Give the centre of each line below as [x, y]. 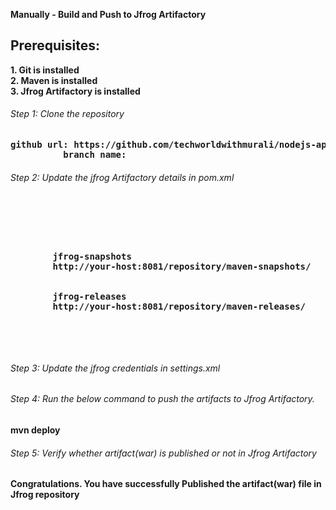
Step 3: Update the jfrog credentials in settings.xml [115, 368]
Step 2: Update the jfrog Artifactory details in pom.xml [122, 177]
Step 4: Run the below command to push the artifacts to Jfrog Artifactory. [162, 399]
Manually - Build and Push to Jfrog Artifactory [108, 14]
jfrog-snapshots [92, 257]
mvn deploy [35, 430]
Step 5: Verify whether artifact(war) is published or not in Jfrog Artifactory [163, 453]
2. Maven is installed [54, 80]
